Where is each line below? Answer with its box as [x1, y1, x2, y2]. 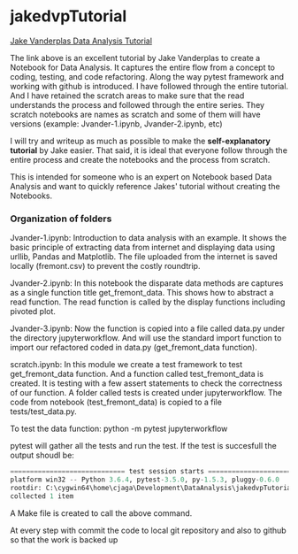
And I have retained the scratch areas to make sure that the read [10, 90, 245, 101]
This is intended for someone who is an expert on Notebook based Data [10, 171, 272, 182]
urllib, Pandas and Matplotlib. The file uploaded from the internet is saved [10, 251, 278, 262]
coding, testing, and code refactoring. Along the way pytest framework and [10, 71, 285, 81]
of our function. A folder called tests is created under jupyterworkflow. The [10, 388, 282, 398]
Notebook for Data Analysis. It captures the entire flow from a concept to [10, 62, 275, 73]
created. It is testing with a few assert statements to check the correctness [10, 378, 283, 389]
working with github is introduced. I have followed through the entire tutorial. [10, 81, 289, 91]
